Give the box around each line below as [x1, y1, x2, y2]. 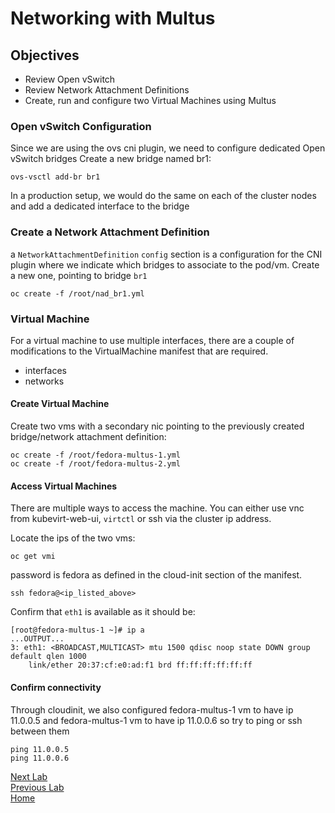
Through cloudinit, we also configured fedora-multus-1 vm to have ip [10, 703, 294, 716]
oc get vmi [10, 552, 56, 562]
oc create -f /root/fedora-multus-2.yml [10, 459, 182, 469]
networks [24, 375, 65, 387]
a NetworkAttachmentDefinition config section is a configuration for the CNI [10, 248, 323, 260]
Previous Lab [10, 781, 65, 793]
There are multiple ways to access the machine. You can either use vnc [10, 502, 305, 514]
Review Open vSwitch [24, 73, 116, 85]
